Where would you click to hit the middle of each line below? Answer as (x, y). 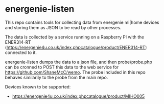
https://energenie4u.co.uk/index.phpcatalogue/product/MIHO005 (78, 96)
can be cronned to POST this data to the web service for (62, 67)
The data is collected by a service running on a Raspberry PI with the (75, 37)
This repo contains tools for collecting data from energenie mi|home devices (82, 22)
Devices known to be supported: (38, 87)
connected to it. (21, 52)
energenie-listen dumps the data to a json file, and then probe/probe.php (79, 62)
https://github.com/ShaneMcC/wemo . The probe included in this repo (75, 72)
